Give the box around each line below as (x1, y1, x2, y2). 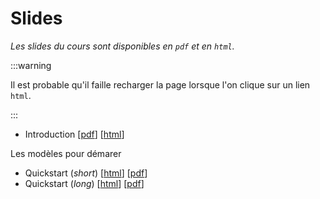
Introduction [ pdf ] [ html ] (24, 128, 125, 140)
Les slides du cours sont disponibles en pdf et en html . (10, 40, 235, 52)
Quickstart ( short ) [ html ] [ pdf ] (24, 167, 148, 179)
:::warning (10, 59, 52, 71)
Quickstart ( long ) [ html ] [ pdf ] (24, 177, 145, 189)
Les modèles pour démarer (10, 147, 122, 159)
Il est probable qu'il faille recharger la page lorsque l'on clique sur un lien (10, 78, 311, 91)
